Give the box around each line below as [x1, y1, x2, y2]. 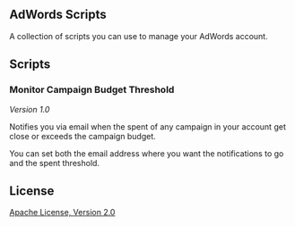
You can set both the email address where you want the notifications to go [9, 147, 284, 159]
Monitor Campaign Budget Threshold [9, 84, 175, 96]
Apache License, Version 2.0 [9, 207, 116, 218]
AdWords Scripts [9, 7, 108, 22]
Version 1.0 [9, 104, 50, 114]
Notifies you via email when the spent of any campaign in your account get [9, 121, 287, 132]
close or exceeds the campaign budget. [9, 130, 157, 141]
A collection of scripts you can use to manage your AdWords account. [9, 30, 268, 41]
